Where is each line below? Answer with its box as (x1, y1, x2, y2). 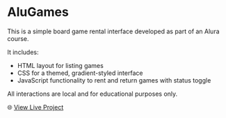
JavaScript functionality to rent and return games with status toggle (17, 76, 211, 84)
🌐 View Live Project (7, 103, 64, 111)
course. (7, 34, 29, 42)
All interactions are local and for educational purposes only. (7, 90, 178, 98)
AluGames (7, 4, 70, 20)
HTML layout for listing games (17, 61, 104, 69)
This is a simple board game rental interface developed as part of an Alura (7, 27, 220, 35)
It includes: (7, 48, 39, 56)
